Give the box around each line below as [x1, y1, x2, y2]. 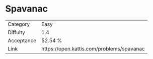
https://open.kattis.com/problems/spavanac [41, 45, 145, 52]
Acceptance [8, 37, 37, 44]
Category [8, 21, 30, 28]
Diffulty [8, 29, 25, 36]
